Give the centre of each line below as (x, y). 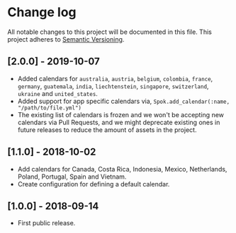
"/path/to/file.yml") (49, 108)
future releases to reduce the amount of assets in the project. (107, 130)
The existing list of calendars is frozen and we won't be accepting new (121, 114)
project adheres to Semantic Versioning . (66, 39)
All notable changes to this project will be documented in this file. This (110, 32)
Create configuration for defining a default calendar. (94, 184)
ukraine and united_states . (57, 93)
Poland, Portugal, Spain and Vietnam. (72, 177)
